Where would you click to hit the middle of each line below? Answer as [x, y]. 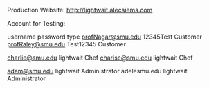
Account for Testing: [36, 23]
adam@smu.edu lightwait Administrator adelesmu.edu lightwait [98, 71]
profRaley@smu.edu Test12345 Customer [67, 44]
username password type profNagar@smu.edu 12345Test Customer [105, 37]
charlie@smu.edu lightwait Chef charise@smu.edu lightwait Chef [100, 58]
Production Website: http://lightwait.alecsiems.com [80, 10]
